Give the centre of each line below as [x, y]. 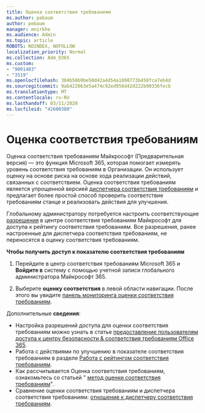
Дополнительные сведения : [43, 314]
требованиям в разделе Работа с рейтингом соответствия [92, 358]
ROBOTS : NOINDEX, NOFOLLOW [41, 47]
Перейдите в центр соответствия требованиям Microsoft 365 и [98, 264]
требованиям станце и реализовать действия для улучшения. [88, 202]
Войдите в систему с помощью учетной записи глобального [95, 270]
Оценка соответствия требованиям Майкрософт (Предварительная [95, 156]
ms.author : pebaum [30, 18]
